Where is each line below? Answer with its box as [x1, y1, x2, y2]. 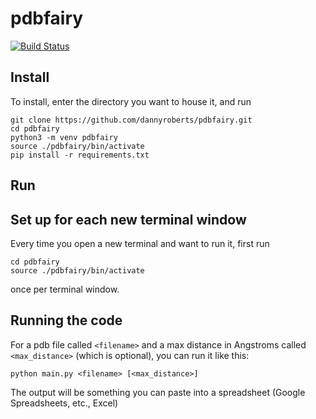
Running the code [10, 312, 123, 329]
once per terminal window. [10, 283, 120, 295]
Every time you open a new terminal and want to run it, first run [10, 237, 270, 249]
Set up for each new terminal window [10, 211, 247, 228]
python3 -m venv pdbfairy [10, 132, 118, 142]
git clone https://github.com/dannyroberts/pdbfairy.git [10, 115, 253, 125]
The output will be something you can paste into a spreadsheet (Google [10, 386, 306, 398]
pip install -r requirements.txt [10, 150, 150, 160]
